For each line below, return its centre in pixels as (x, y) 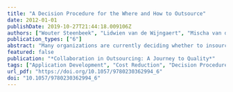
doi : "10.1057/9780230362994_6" (54, 78)
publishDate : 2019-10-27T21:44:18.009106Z (69, 26)
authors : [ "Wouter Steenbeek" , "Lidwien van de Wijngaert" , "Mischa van (114, 33)
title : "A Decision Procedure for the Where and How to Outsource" (107, 13)
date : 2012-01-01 (32, 20)
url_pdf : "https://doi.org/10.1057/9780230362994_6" (85, 71)
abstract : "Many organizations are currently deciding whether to (105, 46)
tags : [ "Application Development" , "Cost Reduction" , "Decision (102, 65)
